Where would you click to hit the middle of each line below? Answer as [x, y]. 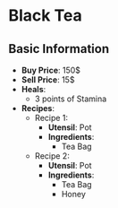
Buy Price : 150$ [51, 70]
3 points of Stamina [71, 99]
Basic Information [59, 49]
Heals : [34, 89]
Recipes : [38, 108]
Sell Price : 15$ [48, 80]
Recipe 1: [51, 118]
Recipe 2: [52, 156]
